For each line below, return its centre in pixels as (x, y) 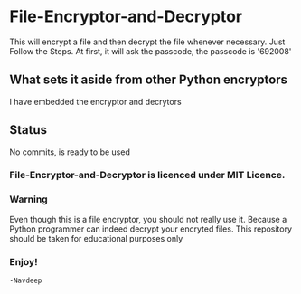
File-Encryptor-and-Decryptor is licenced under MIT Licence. (147, 175)
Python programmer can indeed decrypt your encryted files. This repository (150, 229)
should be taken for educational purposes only (96, 238)
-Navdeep (26, 281)
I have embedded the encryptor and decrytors (96, 101)
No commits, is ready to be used (70, 152)
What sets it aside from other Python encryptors (148, 80)
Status (28, 130)
